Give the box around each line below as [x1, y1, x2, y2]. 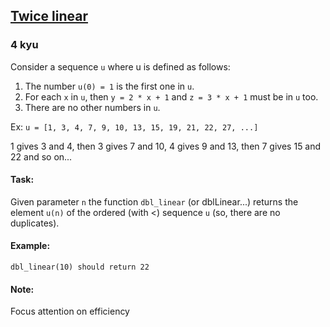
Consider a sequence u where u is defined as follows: [10, 60, 231, 73]
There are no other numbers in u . [24, 101, 161, 113]
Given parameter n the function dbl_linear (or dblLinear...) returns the [10, 195, 299, 208]
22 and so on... [10, 150, 73, 163]
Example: [10, 240, 51, 252]
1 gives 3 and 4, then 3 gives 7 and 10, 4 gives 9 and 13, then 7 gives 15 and [10, 140, 322, 152]
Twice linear [10, 8, 89, 25]
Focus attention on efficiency [10, 305, 130, 318]
